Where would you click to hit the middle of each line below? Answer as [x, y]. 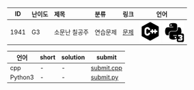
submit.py [105, 77]
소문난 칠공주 [71, 32]
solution [73, 57]
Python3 [22, 77]
